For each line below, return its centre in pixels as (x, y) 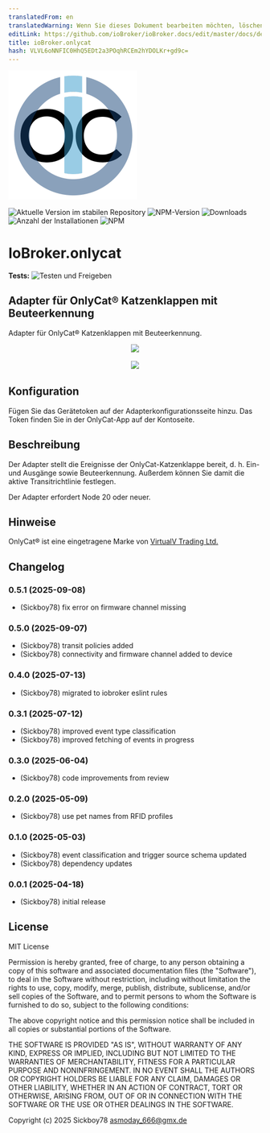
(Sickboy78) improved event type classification (98, 731)
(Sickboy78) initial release (63, 902)
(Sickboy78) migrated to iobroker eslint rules (94, 693)
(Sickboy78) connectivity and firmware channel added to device (126, 654)
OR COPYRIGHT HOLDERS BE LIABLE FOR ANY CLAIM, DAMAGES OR (125, 1078)
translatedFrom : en (41, 17)
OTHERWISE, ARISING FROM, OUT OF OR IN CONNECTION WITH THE (125, 1096)
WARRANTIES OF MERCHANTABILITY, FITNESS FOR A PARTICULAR (122, 1061)
